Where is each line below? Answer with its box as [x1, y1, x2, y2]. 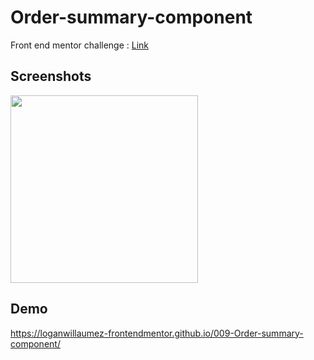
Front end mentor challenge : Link [10, 39, 150, 51]
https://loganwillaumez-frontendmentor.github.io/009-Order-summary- [10, 327, 304, 339]
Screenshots [10, 68, 92, 85]
